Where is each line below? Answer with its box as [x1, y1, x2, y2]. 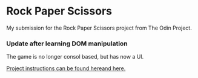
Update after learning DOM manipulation [6, 39, 128, 48]
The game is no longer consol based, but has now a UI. [6, 53, 144, 60]
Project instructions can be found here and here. [6, 65, 126, 72]
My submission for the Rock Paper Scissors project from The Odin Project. [6, 24, 192, 31]
